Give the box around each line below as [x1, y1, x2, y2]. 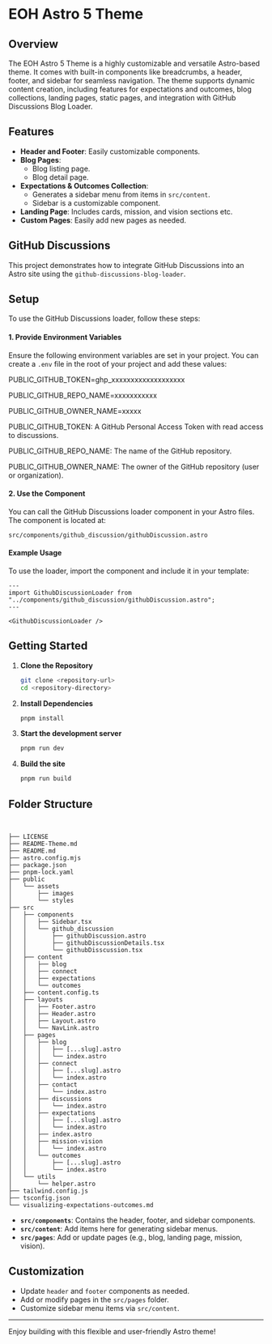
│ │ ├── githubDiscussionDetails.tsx [8, 939, 164, 947]
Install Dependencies [19, 698, 93, 708]
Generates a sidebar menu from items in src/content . [32, 189, 210, 199]
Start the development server [19, 729, 122, 738]
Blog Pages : [19, 155, 62, 164]
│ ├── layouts [8, 996, 63, 1004]
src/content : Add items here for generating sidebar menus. [19, 1224, 219, 1234]
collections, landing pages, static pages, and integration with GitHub [8, 93, 236, 102]
